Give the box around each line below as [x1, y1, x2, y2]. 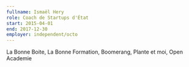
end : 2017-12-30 [6, 26, 48, 32]
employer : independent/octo [6, 32, 78, 38]
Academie [6, 55, 32, 62]
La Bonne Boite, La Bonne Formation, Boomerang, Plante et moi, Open [6, 48, 183, 55]
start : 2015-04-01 [6, 20, 53, 26]
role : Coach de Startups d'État [6, 15, 89, 21]
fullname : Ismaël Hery [6, 9, 64, 15]
